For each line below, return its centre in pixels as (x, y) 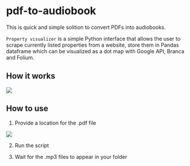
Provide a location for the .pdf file (55, 123)
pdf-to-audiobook (51, 11)
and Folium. (20, 57)
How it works (31, 76)
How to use (27, 108)
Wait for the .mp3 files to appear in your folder (71, 157)
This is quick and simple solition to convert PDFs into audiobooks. (86, 27)
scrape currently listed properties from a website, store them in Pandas (93, 45)
